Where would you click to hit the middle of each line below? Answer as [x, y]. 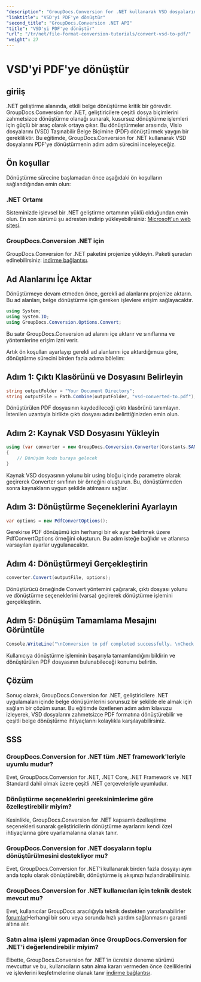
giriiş [16, 92]
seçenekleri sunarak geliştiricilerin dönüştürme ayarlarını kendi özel [89, 826]
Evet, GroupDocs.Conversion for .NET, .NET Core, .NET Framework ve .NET [99, 777]
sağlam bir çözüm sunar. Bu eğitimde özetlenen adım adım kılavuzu [89, 708]
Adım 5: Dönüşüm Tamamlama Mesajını [82, 621]
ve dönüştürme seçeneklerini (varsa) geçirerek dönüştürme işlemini [89, 596]
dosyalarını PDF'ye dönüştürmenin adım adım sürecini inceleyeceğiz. [91, 144]
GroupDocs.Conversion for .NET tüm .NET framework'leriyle [96, 756]
